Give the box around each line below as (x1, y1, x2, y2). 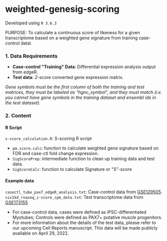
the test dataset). (5, 100, 41, 106)
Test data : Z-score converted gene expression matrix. (12, 75, 124, 80)
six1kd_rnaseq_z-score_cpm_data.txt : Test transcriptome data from (5, 194, 144, 200)
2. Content (5, 112, 31, 119)
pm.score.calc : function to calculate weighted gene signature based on (12, 145, 159, 151)
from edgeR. (12, 69, 38, 75)
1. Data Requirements (5, 52, 58, 59)
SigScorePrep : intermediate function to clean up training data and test (12, 156, 155, 162)
